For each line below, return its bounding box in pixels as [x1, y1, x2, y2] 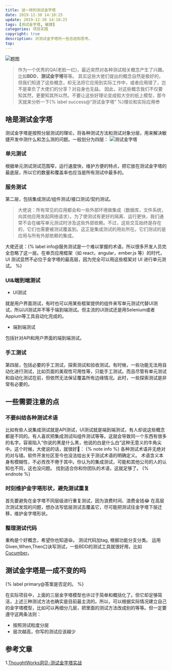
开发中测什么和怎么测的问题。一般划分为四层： [9, 136, 109, 142]
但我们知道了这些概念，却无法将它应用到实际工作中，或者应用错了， [17, 79, 162, 85]
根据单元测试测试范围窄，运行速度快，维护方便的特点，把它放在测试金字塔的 [5, 163, 167, 169]
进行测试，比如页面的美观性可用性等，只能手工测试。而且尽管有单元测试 [14, 368, 167, 374]
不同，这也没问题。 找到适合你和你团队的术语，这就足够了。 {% [14, 465, 149, 471]
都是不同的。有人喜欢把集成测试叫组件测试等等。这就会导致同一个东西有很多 [5, 433, 167, 439]
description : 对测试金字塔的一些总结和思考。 [5, 36, 93, 42]
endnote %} [5, 471, 31, 477]
